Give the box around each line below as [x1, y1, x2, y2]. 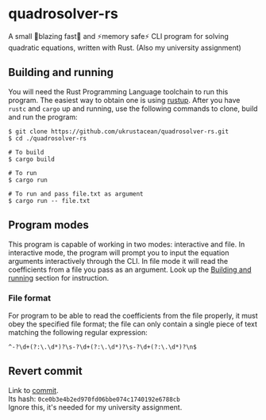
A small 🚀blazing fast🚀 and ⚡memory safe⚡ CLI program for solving [8, 31, 229, 40]
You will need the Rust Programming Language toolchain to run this [8, 86, 229, 96]
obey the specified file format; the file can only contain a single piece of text [8, 319, 258, 329]
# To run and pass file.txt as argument [8, 189, 145, 198]
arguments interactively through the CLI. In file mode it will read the [8, 256, 229, 265]
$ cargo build [8, 155, 56, 163]
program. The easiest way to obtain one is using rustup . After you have [8, 95, 241, 105]
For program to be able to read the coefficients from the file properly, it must [8, 311, 258, 320]
